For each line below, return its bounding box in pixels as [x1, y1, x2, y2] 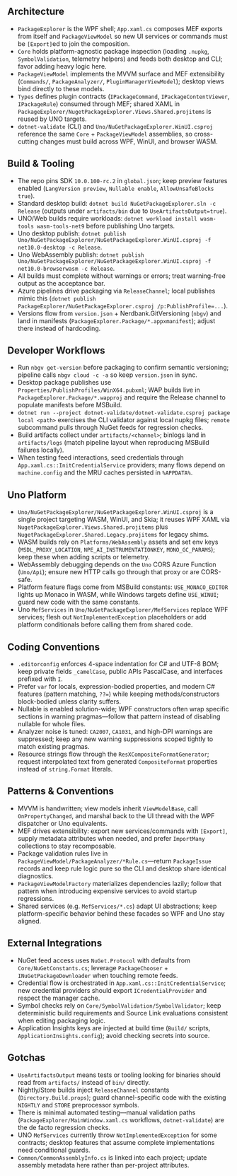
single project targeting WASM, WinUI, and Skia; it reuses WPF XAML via [17, 516, 230, 524]
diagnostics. [17, 871, 54, 880]
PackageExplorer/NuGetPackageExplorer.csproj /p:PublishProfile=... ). [17, 301, 229, 310]
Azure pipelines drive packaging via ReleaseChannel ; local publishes [17, 286, 216, 295]
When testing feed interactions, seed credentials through [17, 453, 184, 462]
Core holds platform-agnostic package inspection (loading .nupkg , [17, 47, 209, 55]
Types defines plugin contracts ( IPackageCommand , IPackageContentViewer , [17, 92, 230, 100]
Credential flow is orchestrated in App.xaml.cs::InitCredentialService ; [17, 979, 226, 987]
